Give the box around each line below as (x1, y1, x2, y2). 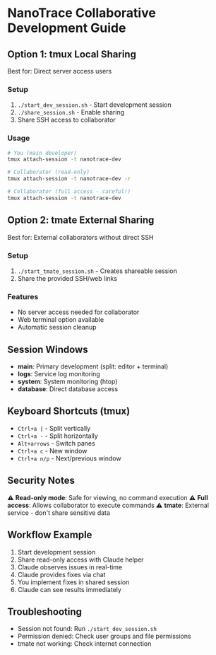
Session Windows (7, 343, 88, 355)
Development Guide (7, 20, 126, 36)
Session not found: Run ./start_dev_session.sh (17, 625, 157, 633)
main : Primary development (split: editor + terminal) (17, 362, 169, 371)
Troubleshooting (7, 605, 83, 618)
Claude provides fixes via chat (17, 570, 106, 579)
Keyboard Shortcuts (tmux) (7, 405, 131, 417)
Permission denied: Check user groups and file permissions (17, 632, 192, 641)
